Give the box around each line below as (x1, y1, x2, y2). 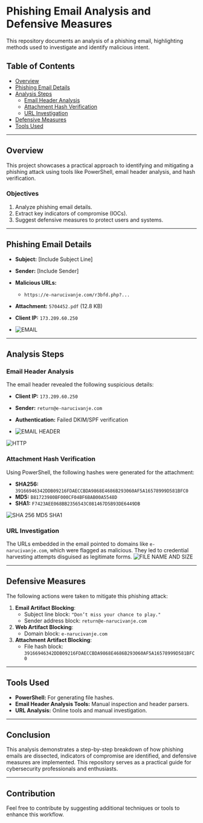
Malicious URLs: (14, 279, 57, 286)
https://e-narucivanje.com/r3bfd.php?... (24, 292, 130, 298)
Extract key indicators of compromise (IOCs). (14, 210, 128, 217)
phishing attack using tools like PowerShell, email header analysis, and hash (6, 168, 195, 175)
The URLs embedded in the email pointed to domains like (6, 540, 149, 547)
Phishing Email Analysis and (6, 4, 151, 18)
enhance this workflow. (6, 811, 65, 818)
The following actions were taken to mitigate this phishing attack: (6, 592, 168, 600)
